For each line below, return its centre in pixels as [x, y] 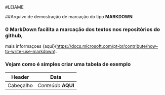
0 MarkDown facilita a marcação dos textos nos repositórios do [83, 29]
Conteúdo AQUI [56, 85]
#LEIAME [14, 7]
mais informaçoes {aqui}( [31, 46]
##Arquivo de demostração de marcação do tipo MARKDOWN [69, 16]
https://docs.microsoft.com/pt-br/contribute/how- [107, 46]
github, [14, 35]
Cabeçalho [20, 85]
